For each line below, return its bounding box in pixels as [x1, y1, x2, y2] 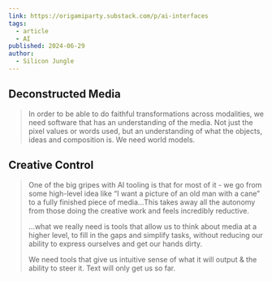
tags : [8, 19, 27, 28]
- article [15, 27, 49, 35]
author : [8, 50, 35, 58]
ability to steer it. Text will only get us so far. [28, 263, 176, 273]
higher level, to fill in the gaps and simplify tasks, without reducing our [28, 230, 264, 240]
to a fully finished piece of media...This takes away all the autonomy [28, 197, 256, 207]
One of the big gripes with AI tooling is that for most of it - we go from [28, 179, 262, 189]
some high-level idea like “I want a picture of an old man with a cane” [28, 188, 261, 198]
